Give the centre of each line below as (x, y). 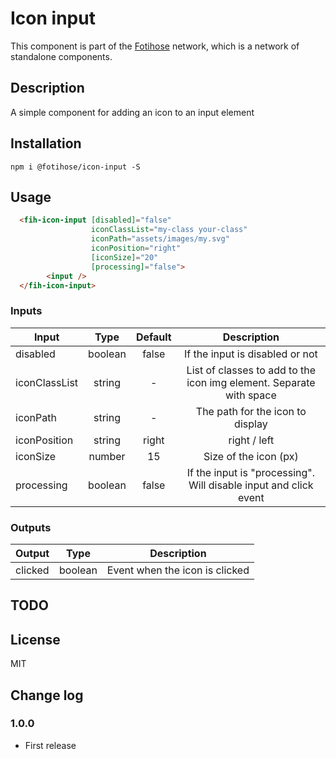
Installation (46, 143)
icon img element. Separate (251, 382)
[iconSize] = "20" (124, 257)
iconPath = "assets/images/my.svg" (160, 239)
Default (153, 337)
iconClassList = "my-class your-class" (169, 230)
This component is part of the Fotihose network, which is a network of (155, 46)
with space (250, 395)
